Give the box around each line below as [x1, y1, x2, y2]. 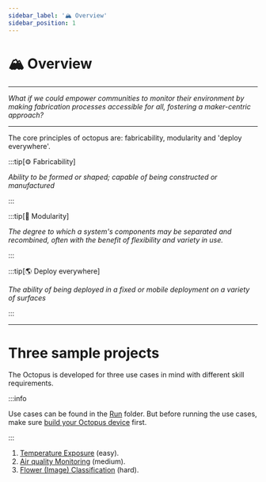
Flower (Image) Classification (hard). [19, 465, 139, 475]
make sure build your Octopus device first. [8, 418, 147, 427]
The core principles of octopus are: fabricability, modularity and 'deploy [8, 133, 242, 143]
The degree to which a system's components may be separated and [8, 227, 232, 236]
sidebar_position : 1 [8, 19, 77, 27]
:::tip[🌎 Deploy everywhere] [8, 266, 101, 276]
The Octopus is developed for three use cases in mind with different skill [8, 370, 245, 380]
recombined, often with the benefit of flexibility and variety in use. [8, 235, 224, 245]
